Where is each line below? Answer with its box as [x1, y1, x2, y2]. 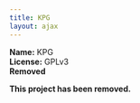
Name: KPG [9, 46, 54, 57]
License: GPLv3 [9, 56, 70, 67]
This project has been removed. [9, 83, 131, 94]
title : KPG [9, 13, 51, 23]
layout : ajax [9, 22, 59, 31]
